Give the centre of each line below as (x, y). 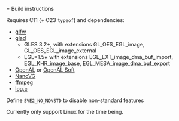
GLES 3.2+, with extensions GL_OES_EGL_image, (84, 44)
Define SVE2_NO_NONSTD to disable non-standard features (75, 100)
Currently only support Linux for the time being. (65, 112)
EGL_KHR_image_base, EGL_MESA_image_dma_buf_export (97, 63)
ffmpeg (24, 82)
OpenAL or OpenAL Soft (45, 70)
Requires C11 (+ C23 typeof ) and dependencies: (65, 20)
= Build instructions (30, 9)
